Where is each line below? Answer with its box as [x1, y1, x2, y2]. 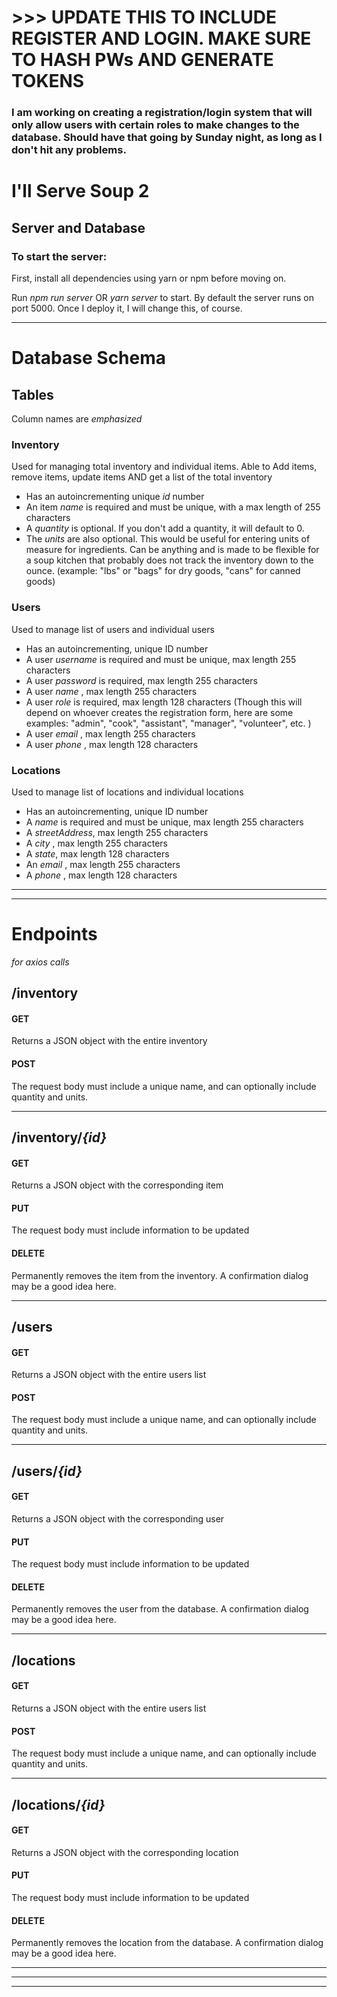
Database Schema [11, 347, 167, 370]
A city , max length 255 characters [25, 837, 168, 849]
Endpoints [11, 923, 98, 946]
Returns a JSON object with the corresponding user [11, 1513, 225, 1525]
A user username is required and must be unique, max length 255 [25, 653, 297, 665]
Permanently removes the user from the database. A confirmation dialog [11, 1603, 309, 1615]
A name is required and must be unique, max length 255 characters [25, 816, 304, 828]
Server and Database [11, 219, 146, 236]
